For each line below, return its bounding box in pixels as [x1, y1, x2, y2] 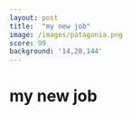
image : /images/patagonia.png [9, 30, 124, 39]
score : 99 [9, 38, 47, 48]
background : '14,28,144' [9, 47, 103, 56]
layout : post [9, 13, 59, 23]
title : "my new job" [9, 22, 91, 31]
